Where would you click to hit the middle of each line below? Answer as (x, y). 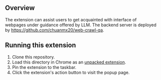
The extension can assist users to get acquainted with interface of (71, 19)
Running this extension (41, 45)
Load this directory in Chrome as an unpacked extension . (69, 62)
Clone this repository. (33, 57)
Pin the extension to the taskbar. (44, 67)
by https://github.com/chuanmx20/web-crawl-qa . (55, 30)
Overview (20, 8)
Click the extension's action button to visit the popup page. (71, 72)
